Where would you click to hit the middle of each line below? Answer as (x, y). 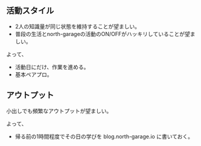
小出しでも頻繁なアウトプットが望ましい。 (59, 111)
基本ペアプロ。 (33, 75)
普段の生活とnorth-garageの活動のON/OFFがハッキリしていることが (100, 34)
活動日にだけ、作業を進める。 (52, 67)
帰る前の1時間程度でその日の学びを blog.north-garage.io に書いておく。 (104, 136)
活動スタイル (30, 11)
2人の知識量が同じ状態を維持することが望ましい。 (78, 26)
